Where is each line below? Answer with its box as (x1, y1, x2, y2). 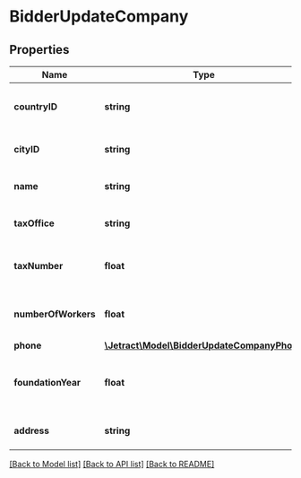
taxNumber (13, 260, 64, 272)
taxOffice (13, 217, 56, 230)
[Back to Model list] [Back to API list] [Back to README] (9, 459, 215, 469)
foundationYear (13, 377, 81, 388)
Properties (9, 42, 70, 57)
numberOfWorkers (13, 308, 96, 320)
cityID (13, 143, 40, 155)
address (13, 424, 50, 437)
